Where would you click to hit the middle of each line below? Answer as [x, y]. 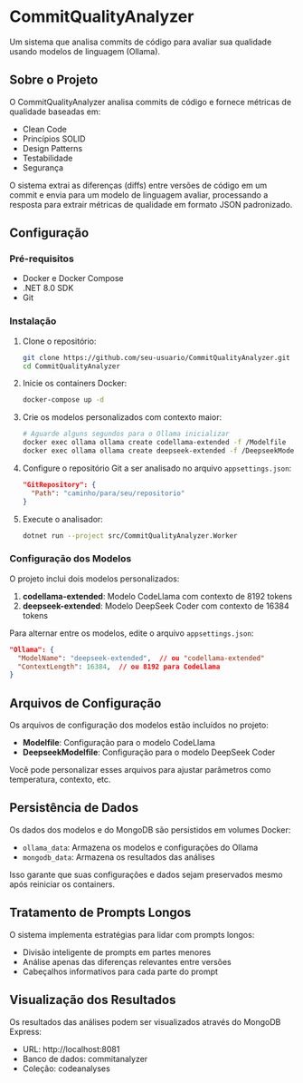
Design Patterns [52, 148]
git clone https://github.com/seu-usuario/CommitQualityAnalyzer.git [156, 357]
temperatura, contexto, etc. [60, 780]
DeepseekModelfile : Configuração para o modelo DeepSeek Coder [149, 752]
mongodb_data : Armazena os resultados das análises [118, 857]
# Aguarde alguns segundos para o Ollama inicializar [126, 434]
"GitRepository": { [59, 484]
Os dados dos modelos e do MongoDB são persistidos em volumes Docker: [150, 829]
